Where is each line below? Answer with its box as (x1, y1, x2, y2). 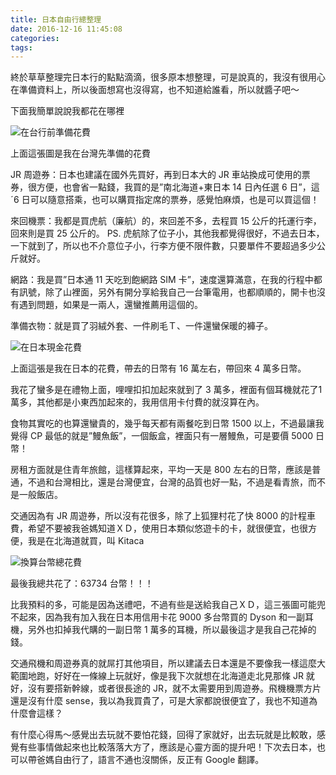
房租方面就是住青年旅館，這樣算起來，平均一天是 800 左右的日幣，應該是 (10, 464, 313, 476)
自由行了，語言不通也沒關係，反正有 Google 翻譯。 (53, 754, 265, 766)
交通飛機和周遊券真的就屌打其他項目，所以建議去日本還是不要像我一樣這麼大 (10, 657, 326, 670)
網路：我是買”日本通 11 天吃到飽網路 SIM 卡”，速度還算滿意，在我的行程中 (10, 274, 314, 286)
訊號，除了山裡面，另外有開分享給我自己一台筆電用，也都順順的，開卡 (18, 286, 308, 298)
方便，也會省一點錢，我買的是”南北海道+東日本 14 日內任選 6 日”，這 (36, 181, 320, 193)
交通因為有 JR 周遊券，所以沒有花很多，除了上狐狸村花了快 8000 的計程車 (10, 510, 316, 522)
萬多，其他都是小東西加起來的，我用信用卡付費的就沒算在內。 (10, 396, 265, 408)
